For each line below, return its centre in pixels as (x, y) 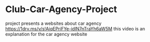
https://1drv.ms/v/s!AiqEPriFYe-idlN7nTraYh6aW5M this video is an (75, 28)
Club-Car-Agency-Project (61, 9)
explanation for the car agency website (46, 34)
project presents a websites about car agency (54, 23)
